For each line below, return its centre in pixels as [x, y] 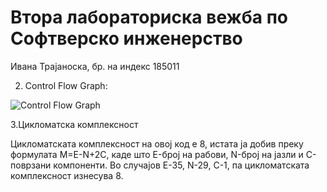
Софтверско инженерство [126, 38]
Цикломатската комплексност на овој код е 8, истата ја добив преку [157, 143]
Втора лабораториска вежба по [149, 17]
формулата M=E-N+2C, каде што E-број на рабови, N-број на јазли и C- [163, 154]
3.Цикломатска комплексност [74, 124]
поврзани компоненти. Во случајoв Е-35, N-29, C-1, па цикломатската [160, 165]
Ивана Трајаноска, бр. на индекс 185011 [95, 66]
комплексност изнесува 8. [67, 175]
